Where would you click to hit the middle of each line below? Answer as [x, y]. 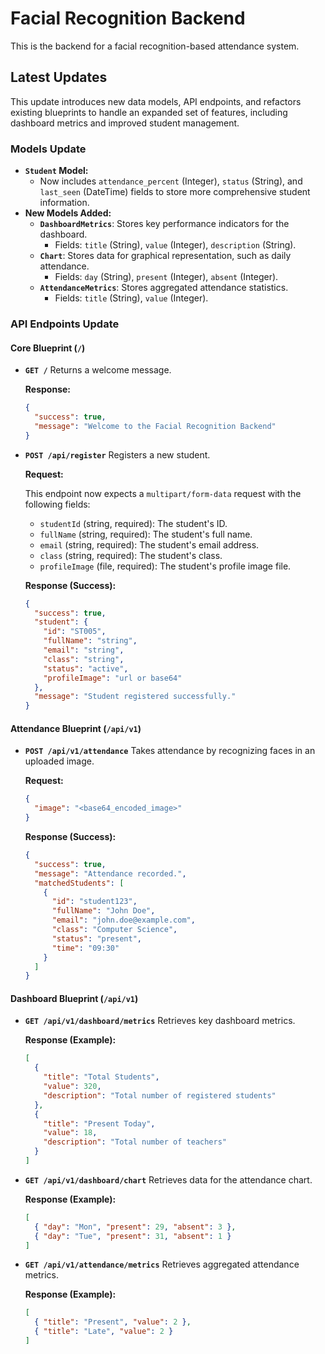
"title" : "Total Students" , [101, 1077]
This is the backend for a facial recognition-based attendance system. [155, 46]
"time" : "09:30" [85, 948]
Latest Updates [59, 77]
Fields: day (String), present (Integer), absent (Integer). [166, 277]
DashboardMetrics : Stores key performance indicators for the [164, 224]
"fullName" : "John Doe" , [103, 911]
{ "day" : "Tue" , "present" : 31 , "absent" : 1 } [133, 1236]
